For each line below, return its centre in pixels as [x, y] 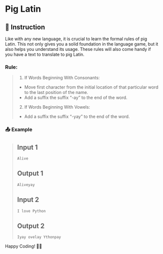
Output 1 [30, 173]
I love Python [31, 211]
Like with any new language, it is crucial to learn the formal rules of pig [76, 39]
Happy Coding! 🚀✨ [24, 246]
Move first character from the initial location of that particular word [91, 87]
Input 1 [27, 147]
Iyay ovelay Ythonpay [39, 237]
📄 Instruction [25, 27]
